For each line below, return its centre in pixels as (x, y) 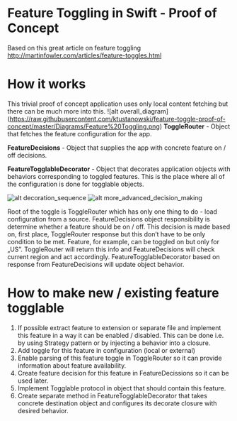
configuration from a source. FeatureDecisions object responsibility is (109, 219)
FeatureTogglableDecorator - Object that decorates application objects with (119, 169)
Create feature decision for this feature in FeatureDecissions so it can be (123, 373)
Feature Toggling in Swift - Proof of (112, 13)
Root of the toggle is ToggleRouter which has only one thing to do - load (112, 212)
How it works (47, 84)
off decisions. (27, 155)
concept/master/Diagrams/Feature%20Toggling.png (84, 126)
